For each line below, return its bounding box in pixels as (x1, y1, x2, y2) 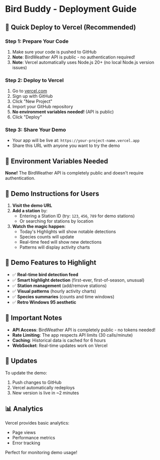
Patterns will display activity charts (19, 244, 90, 250)
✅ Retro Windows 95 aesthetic (12, 299, 77, 305)
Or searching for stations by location (19, 218, 94, 224)
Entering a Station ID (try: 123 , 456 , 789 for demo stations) (19, 213, 135, 219)
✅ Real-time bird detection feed (12, 271, 79, 277)
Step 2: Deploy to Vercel (5, 77, 64, 84)
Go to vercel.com (12, 88, 48, 94)
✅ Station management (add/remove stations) (12, 283, 107, 288)
